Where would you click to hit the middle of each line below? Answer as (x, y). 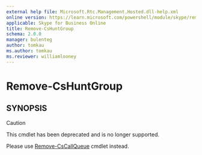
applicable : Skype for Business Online (56, 23)
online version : (26, 17)
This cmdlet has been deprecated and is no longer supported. (83, 134)
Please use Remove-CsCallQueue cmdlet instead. (68, 146)
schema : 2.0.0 (24, 34)
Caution (16, 123)
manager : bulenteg (29, 40)
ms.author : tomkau (29, 51)
